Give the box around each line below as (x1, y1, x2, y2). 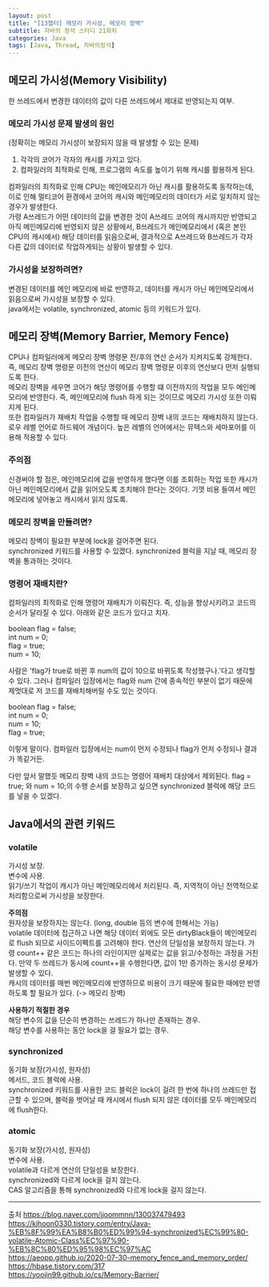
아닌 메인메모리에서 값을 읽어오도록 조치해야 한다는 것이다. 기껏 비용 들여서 (8, 484, 242, 494)
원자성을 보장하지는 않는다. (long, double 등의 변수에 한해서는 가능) (8, 917, 219, 927)
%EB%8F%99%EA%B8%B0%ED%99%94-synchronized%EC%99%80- (8, 1227, 249, 1236)
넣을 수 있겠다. (16, 791, 62, 801)
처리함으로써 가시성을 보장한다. (8, 891, 106, 900)
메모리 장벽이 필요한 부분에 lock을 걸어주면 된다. (8, 536, 159, 545)
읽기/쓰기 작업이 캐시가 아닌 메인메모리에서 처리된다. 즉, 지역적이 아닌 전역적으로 (8, 880, 259, 890)
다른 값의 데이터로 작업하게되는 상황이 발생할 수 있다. (8, 242, 173, 252)
